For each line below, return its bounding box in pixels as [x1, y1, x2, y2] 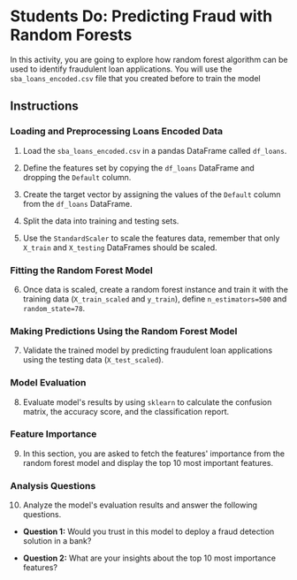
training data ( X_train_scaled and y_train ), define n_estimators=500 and [22, 294, 287, 304]
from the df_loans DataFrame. [22, 198, 133, 209]
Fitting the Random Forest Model [10, 263, 153, 276]
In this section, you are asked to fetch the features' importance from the [22, 448, 286, 459]
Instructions [10, 99, 79, 114]
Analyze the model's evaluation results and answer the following [22, 500, 258, 510]
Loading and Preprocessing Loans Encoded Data [10, 126, 224, 138]
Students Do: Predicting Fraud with [10, 6, 273, 27]
